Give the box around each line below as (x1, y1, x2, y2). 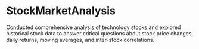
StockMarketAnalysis (6, 4, 116, 18)
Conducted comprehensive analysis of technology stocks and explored (6, 24, 181, 31)
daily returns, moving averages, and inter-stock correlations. (6, 36, 155, 43)
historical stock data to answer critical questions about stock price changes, (6, 30, 194, 37)
